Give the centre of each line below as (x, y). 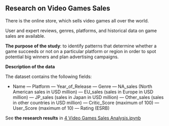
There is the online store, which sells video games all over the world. (77, 20)
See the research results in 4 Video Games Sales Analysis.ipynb (73, 118)
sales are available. (25, 36)
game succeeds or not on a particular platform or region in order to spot (81, 51)
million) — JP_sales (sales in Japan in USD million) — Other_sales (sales (88, 97)
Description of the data (30, 66)
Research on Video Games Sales (58, 8)
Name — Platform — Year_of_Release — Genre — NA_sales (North (82, 86)
